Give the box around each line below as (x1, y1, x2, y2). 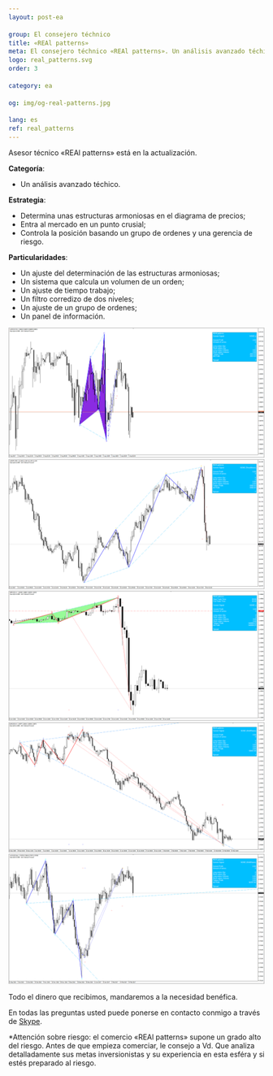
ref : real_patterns (8, 124, 75, 133)
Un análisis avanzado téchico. (19, 180, 121, 189)
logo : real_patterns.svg (8, 56, 93, 64)
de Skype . (8, 1016, 42, 1026)
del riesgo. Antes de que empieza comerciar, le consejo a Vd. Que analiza (8, 1040, 255, 1050)
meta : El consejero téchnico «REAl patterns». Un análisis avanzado (8, 47, 245, 56)
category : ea (8, 81, 53, 89)
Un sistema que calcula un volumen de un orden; (19, 277, 184, 286)
